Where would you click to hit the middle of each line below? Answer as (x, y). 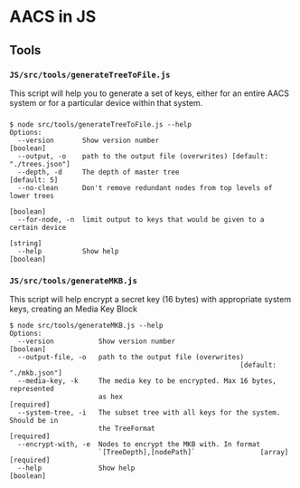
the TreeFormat (127, 429)
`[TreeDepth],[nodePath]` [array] (193, 453)
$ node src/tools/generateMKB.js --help (87, 326)
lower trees (32, 196)
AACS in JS (53, 17)
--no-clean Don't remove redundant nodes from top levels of (145, 187)
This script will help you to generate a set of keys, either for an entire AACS (149, 93)
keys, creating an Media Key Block (74, 309)
